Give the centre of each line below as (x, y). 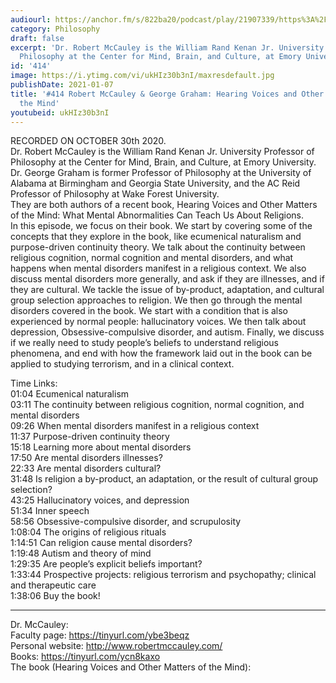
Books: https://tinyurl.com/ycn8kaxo (85, 657)
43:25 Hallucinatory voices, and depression (100, 500)
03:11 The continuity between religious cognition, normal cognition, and (157, 405)
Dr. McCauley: (39, 625)
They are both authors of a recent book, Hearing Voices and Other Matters (164, 205)
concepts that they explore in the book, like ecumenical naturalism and (156, 237)
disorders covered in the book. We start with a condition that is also (149, 311)
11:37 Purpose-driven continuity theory (90, 437)
